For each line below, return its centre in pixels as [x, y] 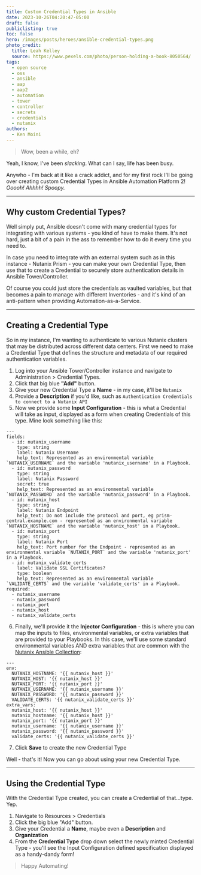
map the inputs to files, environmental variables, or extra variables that [102, 633]
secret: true [33, 484]
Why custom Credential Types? [66, 212]
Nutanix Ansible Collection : [48, 652]
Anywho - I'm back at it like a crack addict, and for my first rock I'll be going [100, 175]
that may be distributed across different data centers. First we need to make [100, 346]
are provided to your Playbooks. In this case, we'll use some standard [100, 639]
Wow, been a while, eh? [50, 151]
